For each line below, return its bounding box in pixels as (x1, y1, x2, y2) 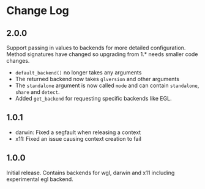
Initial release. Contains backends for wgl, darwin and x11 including (6, 169, 175, 176)
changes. (6, 57, 30, 64)
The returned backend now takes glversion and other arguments (15, 76, 179, 82)
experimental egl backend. (6, 175, 73, 183)
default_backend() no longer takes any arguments (15, 69, 142, 76)
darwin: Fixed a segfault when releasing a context (15, 129, 141, 136)
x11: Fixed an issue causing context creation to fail (15, 135, 142, 142)
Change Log (6, 4, 69, 18)
